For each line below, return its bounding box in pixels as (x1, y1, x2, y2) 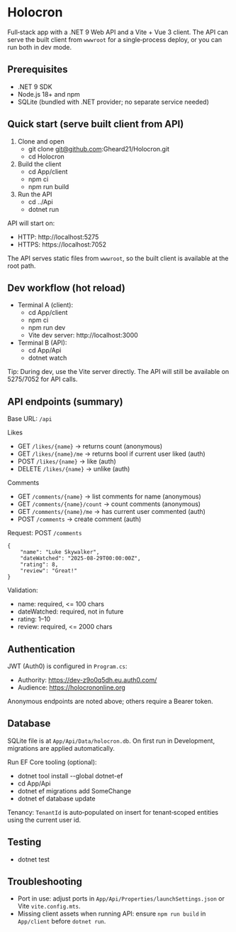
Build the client (17, 159, 62, 168)
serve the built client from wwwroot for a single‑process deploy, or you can (7, 35, 223, 43)
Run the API (17, 190, 52, 198)
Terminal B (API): (17, 338, 67, 347)
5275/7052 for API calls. (7, 375, 78, 384)
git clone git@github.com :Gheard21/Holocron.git (28, 144, 170, 153)
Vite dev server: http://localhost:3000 (28, 331, 138, 340)
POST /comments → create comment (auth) (17, 515, 142, 523)
